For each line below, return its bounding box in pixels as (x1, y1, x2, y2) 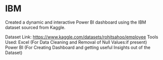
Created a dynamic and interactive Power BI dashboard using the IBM (5, 19, 146, 25)
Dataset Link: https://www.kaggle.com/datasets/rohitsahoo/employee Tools (5, 34, 159, 40)
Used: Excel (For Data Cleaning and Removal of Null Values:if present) (5, 39, 147, 45)
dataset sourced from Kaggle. (5, 24, 65, 30)
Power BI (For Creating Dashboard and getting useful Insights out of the (5, 44, 151, 50)
